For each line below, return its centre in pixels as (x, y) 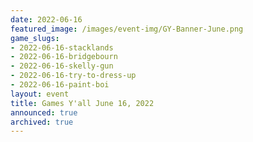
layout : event (40, 94)
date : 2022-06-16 (46, 19)
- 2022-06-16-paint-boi (60, 85)
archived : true (42, 122)
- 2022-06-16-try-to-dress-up (73, 76)
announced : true (44, 112)
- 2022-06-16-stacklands (62, 47)
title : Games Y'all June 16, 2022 (82, 103)
